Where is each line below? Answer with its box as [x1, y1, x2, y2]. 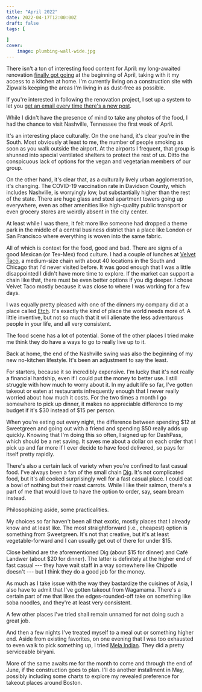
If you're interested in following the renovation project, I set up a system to [6, 95, 191, 103]
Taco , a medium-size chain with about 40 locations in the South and [6, 257, 176, 264]
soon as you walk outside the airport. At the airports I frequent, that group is [6, 144, 195, 152]
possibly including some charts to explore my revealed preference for [6, 672, 179, 680]
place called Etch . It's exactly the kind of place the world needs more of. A [6, 307, 191, 314]
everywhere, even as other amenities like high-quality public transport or [6, 201, 187, 209]
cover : [6, 43, 23, 49]
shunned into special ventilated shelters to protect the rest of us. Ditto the [6, 151, 189, 158]
